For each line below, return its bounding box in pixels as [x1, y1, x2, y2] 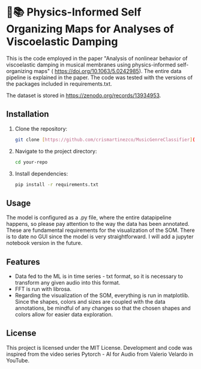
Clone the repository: [14, 125, 68, 132]
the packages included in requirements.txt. [6, 80, 112, 87]
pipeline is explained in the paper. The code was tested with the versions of [6, 74, 193, 81]
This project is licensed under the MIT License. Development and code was [6, 344, 193, 351]
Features [6, 256, 40, 267]
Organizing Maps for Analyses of [6, 22, 175, 36]
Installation [6, 109, 49, 119]
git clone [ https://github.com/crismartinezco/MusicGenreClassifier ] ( [14, 137, 196, 143]
